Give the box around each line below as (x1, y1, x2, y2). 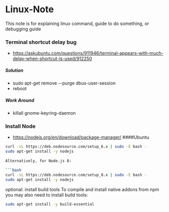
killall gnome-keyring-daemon (12, 110, 76, 116)
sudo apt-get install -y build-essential (5, 201, 95, 207)
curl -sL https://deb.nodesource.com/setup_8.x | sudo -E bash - (5, 172, 147, 177)
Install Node (5, 123, 36, 130)
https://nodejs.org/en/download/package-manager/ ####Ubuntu (12, 134, 149, 141)
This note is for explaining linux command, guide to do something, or (5, 20, 149, 26)
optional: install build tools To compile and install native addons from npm (5, 186, 159, 192)
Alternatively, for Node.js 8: (5, 158, 72, 164)
